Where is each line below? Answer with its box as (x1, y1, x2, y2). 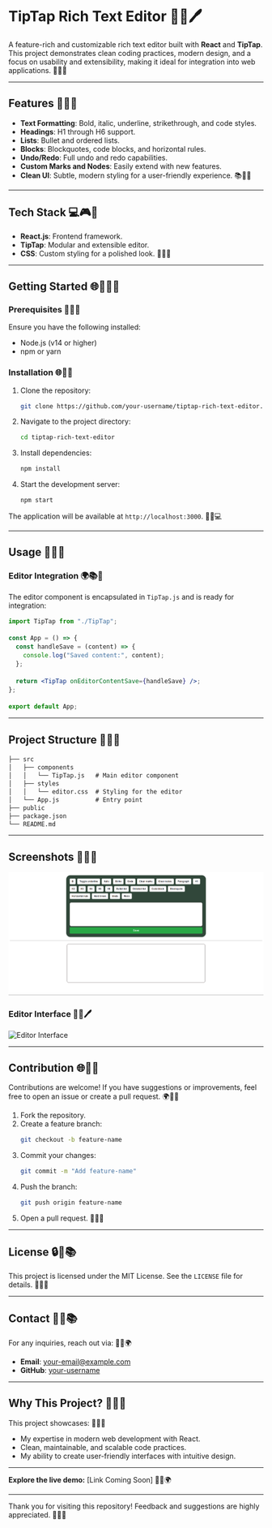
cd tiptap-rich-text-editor (19, 433, 115, 441)
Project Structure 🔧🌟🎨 (8, 733, 121, 747)
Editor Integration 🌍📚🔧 (8, 570, 104, 582)
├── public (8, 804, 45, 812)
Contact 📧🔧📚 (8, 1312, 79, 1326)
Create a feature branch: (19, 1119, 103, 1129)
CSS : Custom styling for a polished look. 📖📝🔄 (19, 248, 172, 258)
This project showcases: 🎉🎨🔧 (8, 1418, 106, 1427)
